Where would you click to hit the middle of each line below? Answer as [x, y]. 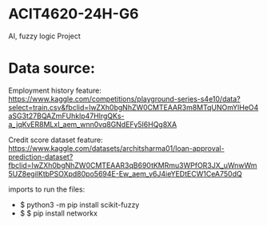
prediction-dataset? [41, 157]
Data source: [52, 68]
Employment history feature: [55, 90]
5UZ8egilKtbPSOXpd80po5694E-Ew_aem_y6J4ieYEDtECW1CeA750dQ [125, 173]
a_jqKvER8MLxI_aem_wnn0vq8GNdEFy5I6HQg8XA [93, 124]
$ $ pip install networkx [59, 213]
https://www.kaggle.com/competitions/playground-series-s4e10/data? [125, 99]
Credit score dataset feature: [56, 140]
